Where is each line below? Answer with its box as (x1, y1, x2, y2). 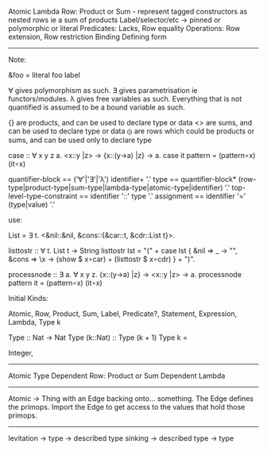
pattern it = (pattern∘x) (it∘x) (8, 278, 103, 287)
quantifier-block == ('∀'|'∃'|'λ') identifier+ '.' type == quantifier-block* (8, 175, 237, 183)
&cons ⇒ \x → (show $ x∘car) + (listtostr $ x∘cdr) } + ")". (8, 254, 195, 264)
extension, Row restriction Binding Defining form (8, 32, 167, 41)
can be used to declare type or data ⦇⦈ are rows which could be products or (8, 126, 255, 136)
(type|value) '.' (8, 200, 56, 209)
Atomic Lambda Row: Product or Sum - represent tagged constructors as (8, 7, 248, 16)
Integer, (8, 349, 33, 357)
